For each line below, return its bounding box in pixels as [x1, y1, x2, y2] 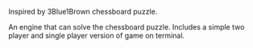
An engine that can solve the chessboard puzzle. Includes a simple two [8, 22, 245, 31]
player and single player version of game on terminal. [8, 31, 185, 40]
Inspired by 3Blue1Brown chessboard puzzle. [8, 7, 158, 16]
